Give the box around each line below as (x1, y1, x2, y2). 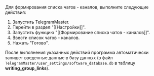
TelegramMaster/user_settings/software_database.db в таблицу (5, 60, 136, 66)
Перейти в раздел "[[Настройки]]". (12, 24, 86, 30)
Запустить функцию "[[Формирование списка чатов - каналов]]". (12, 30, 150, 35)
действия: (5, 9, 26, 15)
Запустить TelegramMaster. (12, 19, 70, 25)
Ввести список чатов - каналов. (12, 35, 80, 40)
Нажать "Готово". (12, 40, 49, 46)
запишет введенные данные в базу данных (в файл (5, 55, 113, 61)
